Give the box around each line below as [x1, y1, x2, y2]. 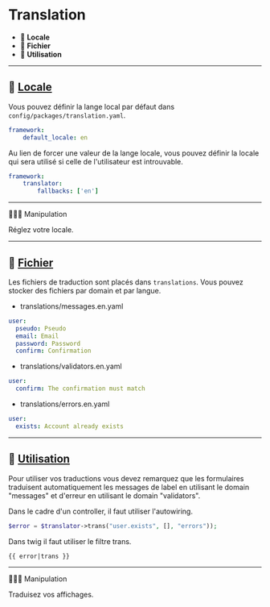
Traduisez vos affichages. [8, 589, 94, 599]
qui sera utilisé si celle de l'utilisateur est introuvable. [8, 156, 183, 166]
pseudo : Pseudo [15, 324, 67, 332]
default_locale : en [22, 133, 88, 142]
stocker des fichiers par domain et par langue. [8, 285, 162, 295]
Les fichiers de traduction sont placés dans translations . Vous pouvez [8, 276, 243, 287]
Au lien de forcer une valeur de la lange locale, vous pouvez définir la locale [8, 148, 260, 158]
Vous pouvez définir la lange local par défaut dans [8, 102, 175, 111]
